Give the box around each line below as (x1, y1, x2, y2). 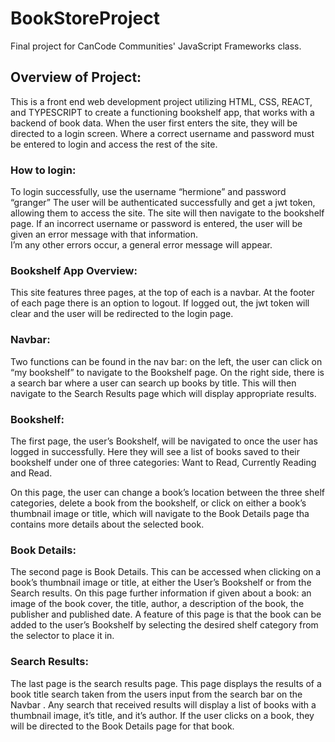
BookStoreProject (10, 7, 161, 30)
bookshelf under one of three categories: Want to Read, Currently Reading (10, 456, 317, 468)
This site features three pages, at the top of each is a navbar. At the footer (10, 287, 315, 299)
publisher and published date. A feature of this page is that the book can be (10, 608, 322, 621)
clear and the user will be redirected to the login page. (10, 308, 234, 320)
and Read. (10, 467, 53, 479)
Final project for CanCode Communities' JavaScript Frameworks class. (10, 40, 302, 52)
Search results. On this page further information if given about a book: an (10, 587, 312, 599)
